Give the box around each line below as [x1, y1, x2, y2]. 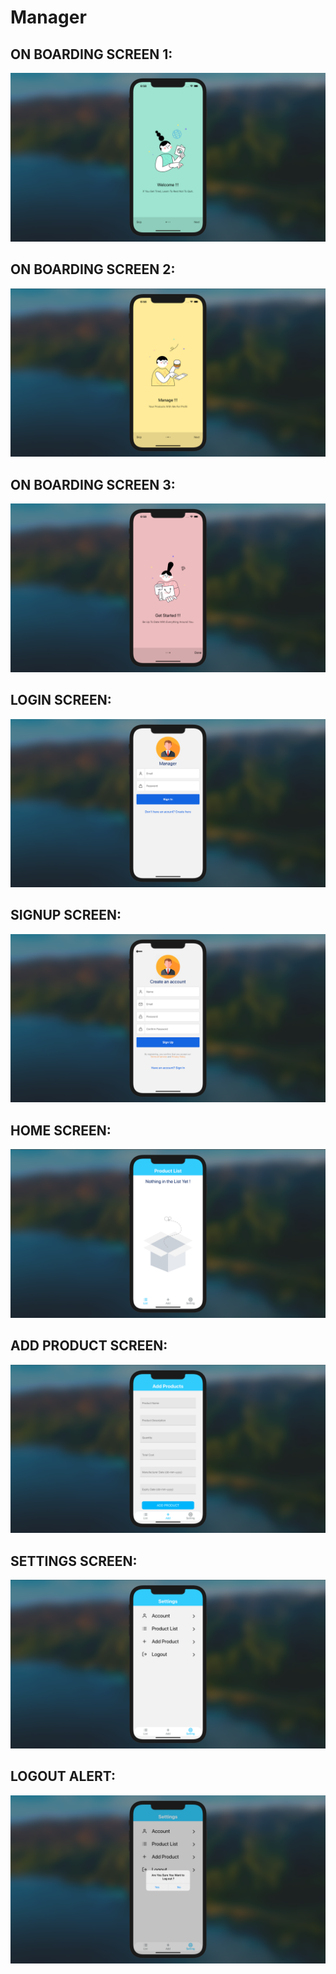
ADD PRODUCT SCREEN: [10, 1337, 168, 1355]
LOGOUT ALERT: [10, 1768, 117, 1785]
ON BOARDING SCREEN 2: [10, 261, 176, 278]
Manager [10, 6, 87, 29]
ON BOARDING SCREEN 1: [10, 46, 173, 63]
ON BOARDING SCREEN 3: [10, 476, 176, 493]
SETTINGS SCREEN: [10, 1552, 138, 1570]
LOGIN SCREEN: [10, 692, 112, 709]
